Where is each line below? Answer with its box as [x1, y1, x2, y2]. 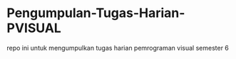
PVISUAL [6, 20, 61, 36]
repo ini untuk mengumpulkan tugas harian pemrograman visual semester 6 [6, 43, 230, 52]
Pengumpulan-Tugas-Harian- [6, 5, 185, 21]
